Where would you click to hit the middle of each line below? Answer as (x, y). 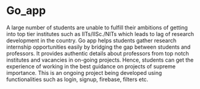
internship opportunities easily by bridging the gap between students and (98, 47)
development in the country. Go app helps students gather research (91, 40)
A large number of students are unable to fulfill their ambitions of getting (97, 27)
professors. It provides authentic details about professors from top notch (98, 53)
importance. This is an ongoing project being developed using (84, 73)
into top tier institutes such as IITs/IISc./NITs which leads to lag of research (100, 34)
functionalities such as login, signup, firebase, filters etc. (77, 79)
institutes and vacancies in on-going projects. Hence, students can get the (100, 60)
